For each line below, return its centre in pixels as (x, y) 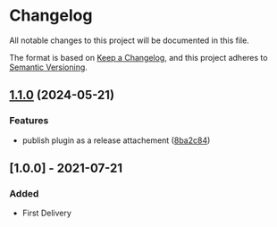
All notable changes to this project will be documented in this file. (130, 40)
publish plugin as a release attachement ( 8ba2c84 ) (116, 140)
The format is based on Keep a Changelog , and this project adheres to (138, 57)
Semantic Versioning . (48, 67)
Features (29, 121)
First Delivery (46, 213)
